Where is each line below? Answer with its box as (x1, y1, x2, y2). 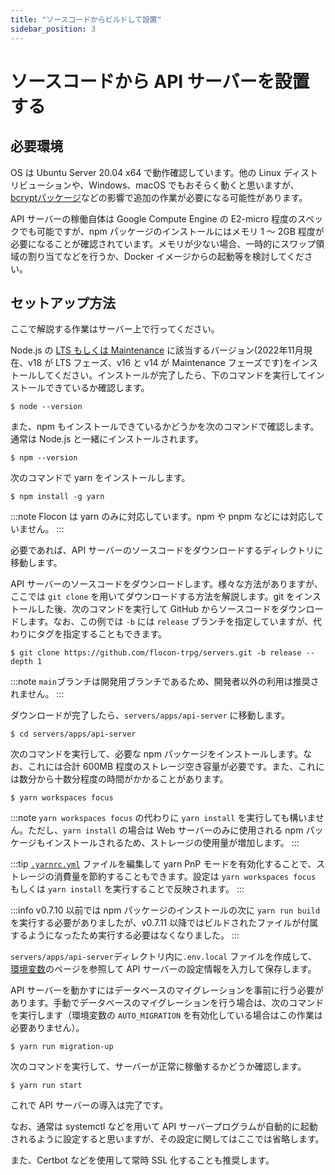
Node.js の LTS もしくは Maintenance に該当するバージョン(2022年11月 (10, 344, 304, 356)
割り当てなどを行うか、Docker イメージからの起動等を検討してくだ (27, 250, 305, 262)
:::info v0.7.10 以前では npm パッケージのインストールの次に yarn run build (10, 904, 321, 916)
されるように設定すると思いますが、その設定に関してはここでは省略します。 (10, 1133, 325, 1145)
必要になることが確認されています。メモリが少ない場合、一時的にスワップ (10, 237, 317, 250)
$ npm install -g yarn (10, 492, 105, 502)
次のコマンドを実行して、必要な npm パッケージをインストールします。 (10, 748, 303, 760)
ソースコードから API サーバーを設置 (10, 70, 310, 93)
